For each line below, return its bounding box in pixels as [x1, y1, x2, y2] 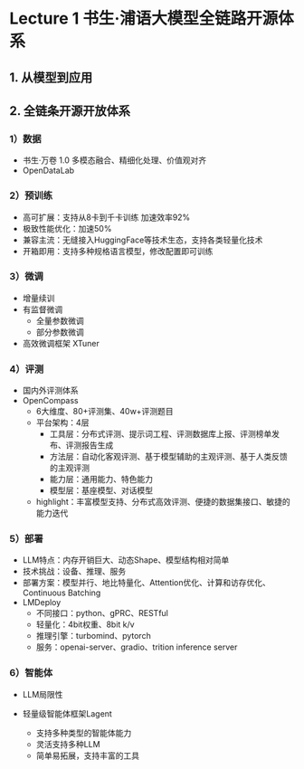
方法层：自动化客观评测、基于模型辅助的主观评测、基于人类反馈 [49, 451, 288, 462]
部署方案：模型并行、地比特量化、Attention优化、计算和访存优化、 [22, 577, 271, 588]
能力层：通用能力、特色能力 [49, 474, 154, 485]
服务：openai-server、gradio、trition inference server [35, 641, 238, 652]
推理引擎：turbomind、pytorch [35, 631, 151, 641]
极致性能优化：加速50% [22, 223, 112, 233]
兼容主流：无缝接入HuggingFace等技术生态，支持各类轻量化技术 [22, 234, 263, 245]
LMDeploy [22, 597, 62, 608]
